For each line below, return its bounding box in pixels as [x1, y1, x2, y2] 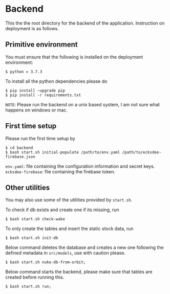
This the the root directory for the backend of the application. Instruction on [5, 20, 165, 26]
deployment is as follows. [5, 25, 59, 31]
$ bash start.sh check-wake [5, 217, 66, 222]
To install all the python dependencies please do [5, 78, 108, 84]
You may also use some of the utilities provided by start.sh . [5, 197, 133, 203]
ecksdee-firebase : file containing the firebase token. [5, 168, 116, 174]
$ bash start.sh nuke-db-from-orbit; [5, 260, 86, 265]
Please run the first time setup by [5, 135, 75, 141]
